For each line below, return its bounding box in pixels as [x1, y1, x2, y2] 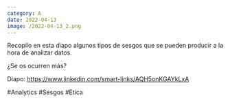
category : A [7, 10, 41, 17]
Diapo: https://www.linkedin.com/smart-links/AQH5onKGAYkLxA [7, 75, 189, 83]
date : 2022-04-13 [7, 16, 57, 23]
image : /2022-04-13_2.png [7, 23, 81, 29]
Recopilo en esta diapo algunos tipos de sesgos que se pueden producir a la [7, 42, 224, 50]
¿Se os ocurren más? [7, 62, 67, 70]
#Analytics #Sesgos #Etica [7, 88, 84, 96]
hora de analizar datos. [7, 48, 72, 57]
